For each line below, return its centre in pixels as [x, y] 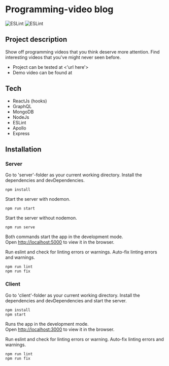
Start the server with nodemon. [38, 199]
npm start [16, 315]
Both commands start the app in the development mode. [64, 237]
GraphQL [22, 106]
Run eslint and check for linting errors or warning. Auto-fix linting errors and [84, 339]
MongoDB [23, 112]
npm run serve [20, 227]
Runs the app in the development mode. [47, 324]
